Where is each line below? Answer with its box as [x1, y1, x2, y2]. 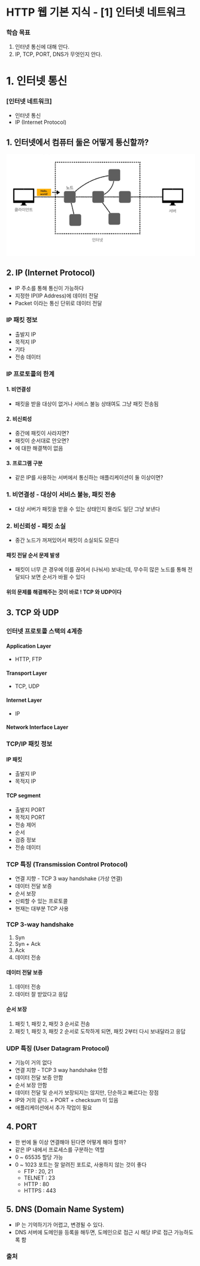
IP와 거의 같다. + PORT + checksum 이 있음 [14, 1096, 119, 1103]
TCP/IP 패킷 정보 [6, 740, 53, 748]
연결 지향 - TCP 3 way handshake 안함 [14, 1066, 108, 1073]
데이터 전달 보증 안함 [14, 1074, 63, 1081]
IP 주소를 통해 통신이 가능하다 [14, 284, 84, 291]
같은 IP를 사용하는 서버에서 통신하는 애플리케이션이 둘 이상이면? [14, 474, 163, 481]
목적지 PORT [14, 814, 46, 821]
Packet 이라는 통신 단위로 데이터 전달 [14, 299, 102, 306]
